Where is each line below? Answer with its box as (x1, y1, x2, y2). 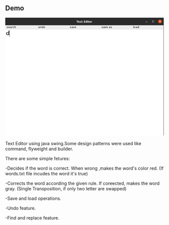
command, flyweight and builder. (5, 146, 73, 152)
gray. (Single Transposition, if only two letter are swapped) (5, 185, 127, 191)
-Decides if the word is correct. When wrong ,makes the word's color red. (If (5, 165, 164, 171)
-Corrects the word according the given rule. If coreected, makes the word (5, 180, 160, 186)
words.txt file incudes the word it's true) (5, 170, 88, 176)
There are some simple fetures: (5, 155, 70, 161)
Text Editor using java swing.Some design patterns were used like (5, 140, 142, 146)
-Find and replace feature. (5, 214, 59, 220)
